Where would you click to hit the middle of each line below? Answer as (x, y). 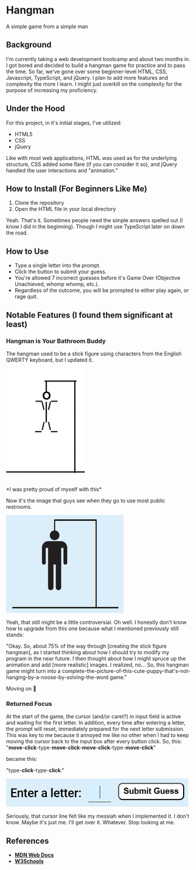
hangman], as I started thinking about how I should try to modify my (88, 652)
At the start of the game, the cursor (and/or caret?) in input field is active (94, 716)
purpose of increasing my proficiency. (52, 90)
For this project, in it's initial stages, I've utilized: (64, 123)
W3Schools (29, 861)
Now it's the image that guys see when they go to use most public (86, 500)
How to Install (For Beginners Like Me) (77, 188)
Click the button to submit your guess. (61, 272)
